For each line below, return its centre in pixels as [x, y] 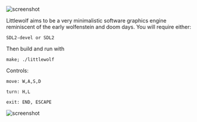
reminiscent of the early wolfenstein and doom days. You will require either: [99, 27]
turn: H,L [18, 92]
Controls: [17, 70]
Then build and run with [35, 49]
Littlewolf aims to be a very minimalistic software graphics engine [86, 20]
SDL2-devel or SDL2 [30, 38]
